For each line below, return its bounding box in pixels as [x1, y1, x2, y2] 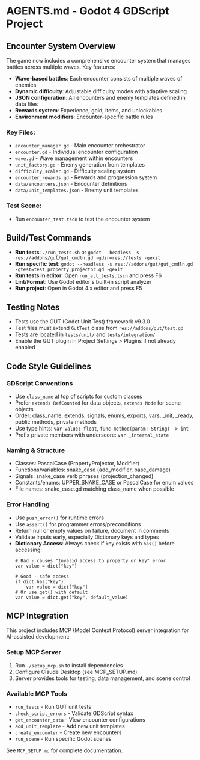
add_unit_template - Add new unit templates [14, 722, 125, 729]
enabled [14, 344, 35, 351]
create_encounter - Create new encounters [14, 729, 122, 736]
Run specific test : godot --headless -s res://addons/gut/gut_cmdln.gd [14, 260, 193, 268]
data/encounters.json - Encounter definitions [14, 180, 127, 188]
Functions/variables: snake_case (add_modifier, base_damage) [14, 466, 171, 473]
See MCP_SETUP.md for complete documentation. [6, 747, 123, 754]
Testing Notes [6, 302, 60, 312]
